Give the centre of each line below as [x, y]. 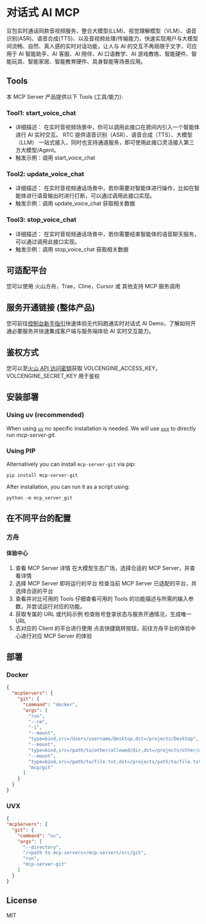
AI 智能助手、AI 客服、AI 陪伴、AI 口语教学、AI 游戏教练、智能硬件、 [105, 53]
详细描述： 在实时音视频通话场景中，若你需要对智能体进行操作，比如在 [105, 188]
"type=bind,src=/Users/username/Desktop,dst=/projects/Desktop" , [114, 739]
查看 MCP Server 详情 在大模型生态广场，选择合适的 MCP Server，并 [102, 568]
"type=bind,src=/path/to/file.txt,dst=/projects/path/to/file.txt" [116, 761]
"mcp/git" [41, 768]
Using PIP [21, 450]
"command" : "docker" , [50, 704]
